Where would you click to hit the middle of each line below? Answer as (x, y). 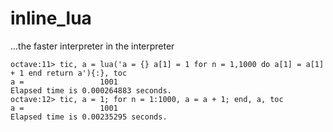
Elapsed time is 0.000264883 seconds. (91, 90)
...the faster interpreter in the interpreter (92, 46)
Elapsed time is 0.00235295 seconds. (89, 117)
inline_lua (51, 18)
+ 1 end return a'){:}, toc (69, 73)
